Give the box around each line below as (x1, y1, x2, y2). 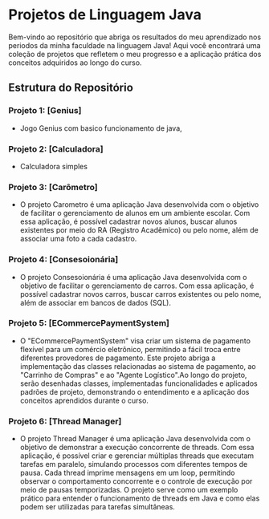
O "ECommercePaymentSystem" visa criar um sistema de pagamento (19, 335, 251, 346)
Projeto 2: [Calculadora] (8, 143, 104, 154)
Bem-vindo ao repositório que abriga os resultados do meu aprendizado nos (8, 32, 262, 42)
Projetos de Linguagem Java (8, 6, 202, 24)
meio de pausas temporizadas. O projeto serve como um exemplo (19, 485, 238, 495)
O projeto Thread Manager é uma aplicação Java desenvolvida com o (19, 434, 251, 444)
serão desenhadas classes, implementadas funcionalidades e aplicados (19, 379, 259, 388)
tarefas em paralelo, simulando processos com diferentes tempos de (19, 460, 248, 469)
